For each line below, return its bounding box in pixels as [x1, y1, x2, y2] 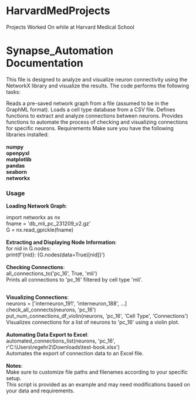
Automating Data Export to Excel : [6, 331, 89, 338]
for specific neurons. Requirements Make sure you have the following [6, 124, 174, 131]
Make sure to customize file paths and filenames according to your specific [6, 368, 188, 376]
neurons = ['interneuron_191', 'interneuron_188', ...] [6, 300, 127, 307]
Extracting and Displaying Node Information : [6, 239, 117, 246]
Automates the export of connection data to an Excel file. [6, 350, 144, 357]
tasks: [6, 88, 21, 95]
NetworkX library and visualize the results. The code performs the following [6, 82, 190, 89]
